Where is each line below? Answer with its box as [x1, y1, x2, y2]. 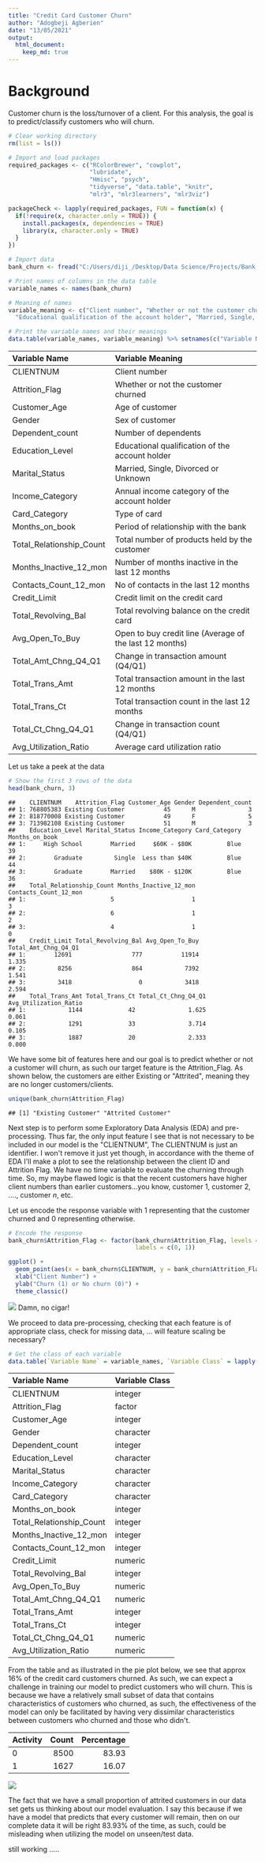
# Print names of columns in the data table [8, 277, 157, 285]
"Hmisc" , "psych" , [89, 175, 150, 184]
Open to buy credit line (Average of [114, 628, 245, 639]
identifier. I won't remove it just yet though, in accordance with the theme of [8, 1148, 255, 1157]
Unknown [114, 473, 151, 484]
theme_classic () [15, 1287, 69, 1296]
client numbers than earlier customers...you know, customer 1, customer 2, [8, 1182, 251, 1191]
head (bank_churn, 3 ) [8, 784, 77, 792]
